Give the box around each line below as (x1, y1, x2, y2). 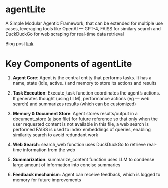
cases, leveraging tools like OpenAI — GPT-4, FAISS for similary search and (5, 25, 161, 31)
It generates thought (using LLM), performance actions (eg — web (12, 95, 150, 101)
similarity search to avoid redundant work (12, 132, 99, 138)
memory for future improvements (12, 177, 81, 183)
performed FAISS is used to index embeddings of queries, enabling (12, 126, 151, 132)
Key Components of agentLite (5, 58, 132, 70)
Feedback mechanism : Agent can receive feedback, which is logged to (12, 171, 161, 177)
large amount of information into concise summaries (12, 162, 121, 168)
